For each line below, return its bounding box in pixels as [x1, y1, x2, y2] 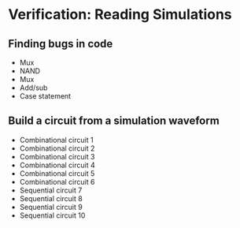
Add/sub [19, 83, 48, 92]
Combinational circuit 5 [19, 168, 95, 178]
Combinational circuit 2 [19, 144, 95, 153]
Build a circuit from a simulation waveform [8, 114, 220, 128]
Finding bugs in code [8, 37, 113, 50]
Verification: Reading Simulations [8, 6, 232, 24]
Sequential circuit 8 [19, 193, 83, 203]
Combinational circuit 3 [19, 151, 95, 161]
